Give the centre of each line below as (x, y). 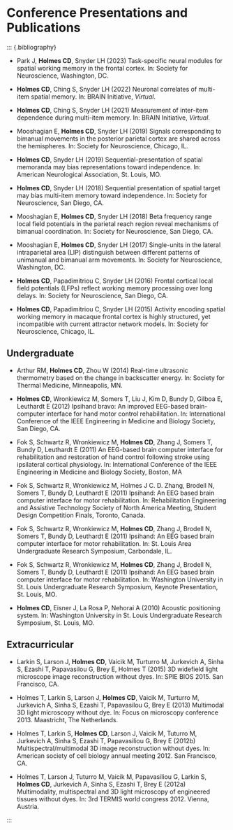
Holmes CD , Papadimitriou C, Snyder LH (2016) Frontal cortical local (115, 281)
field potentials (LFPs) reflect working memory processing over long (115, 288)
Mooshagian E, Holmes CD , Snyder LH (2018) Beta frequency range (114, 216)
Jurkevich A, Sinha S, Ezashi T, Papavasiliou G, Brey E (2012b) (106, 740)
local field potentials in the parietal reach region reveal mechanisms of (118, 224)
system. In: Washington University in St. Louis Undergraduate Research (119, 615)
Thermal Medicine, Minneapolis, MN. (69, 385)
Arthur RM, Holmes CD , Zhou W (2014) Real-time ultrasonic (103, 370)
